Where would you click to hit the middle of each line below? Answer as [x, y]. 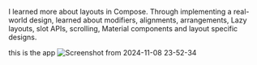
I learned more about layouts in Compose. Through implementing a [120, 12]
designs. [23, 37]
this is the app [32, 53]
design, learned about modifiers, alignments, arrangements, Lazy [138, 20]
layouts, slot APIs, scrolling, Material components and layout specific [123, 28]
